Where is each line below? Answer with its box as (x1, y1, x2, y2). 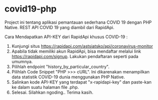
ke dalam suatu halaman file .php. (11, 84, 79, 90)
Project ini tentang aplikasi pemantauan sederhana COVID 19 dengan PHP (4, 19, 152, 25)
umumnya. (11, 58, 33, 64)
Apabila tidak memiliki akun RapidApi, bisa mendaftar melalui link (11, 48, 142, 54)
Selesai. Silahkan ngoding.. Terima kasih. (11, 89, 94, 95)
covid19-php (4, 3, 57, 14)
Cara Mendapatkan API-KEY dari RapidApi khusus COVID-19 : (4, 34, 128, 40)
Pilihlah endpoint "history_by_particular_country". (11, 64, 110, 70)
